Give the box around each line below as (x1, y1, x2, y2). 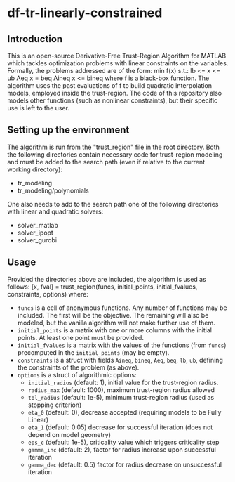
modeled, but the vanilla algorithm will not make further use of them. (17, 318, 215, 327)
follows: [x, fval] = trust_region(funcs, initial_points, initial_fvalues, (7, 282, 198, 291)
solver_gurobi (17, 235, 58, 244)
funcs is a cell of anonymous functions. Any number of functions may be (17, 304, 227, 312)
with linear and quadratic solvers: (7, 207, 104, 216)
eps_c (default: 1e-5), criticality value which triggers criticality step (27, 438, 220, 446)
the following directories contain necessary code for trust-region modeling (7, 150, 223, 159)
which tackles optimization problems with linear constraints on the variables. (7, 59, 229, 67)
